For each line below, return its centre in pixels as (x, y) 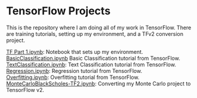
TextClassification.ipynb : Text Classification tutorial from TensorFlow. (91, 65)
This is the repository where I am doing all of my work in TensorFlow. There (99, 27)
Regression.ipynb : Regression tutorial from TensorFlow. (74, 71)
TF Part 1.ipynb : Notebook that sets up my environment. (75, 51)
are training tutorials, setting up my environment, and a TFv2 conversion (95, 33)
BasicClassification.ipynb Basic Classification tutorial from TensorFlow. (93, 58)
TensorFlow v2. (25, 90)
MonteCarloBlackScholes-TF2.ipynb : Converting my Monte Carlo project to (98, 83)
